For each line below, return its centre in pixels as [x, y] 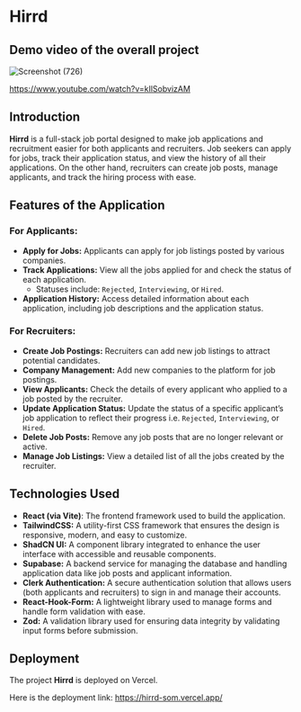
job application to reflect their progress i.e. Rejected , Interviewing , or [151, 418]
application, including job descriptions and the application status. [143, 308]
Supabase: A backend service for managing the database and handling [155, 563]
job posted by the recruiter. [72, 399]
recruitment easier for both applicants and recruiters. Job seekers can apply [150, 148]
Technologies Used [64, 494]
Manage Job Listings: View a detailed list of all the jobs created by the [153, 455]
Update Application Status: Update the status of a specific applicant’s [153, 408]
